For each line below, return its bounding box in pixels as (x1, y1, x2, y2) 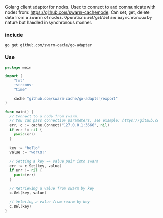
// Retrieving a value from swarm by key (9, 186, 95, 191)
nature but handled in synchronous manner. (5, 19, 92, 25)
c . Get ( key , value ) (9, 190, 47, 196)
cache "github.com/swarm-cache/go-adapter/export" (14, 96, 118, 101)
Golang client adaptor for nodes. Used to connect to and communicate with (5, 4, 156, 10)
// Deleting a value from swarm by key (9, 200, 90, 204)
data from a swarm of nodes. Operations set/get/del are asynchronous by (5, 15, 152, 20)
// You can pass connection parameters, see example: (9, 118, 120, 123)
